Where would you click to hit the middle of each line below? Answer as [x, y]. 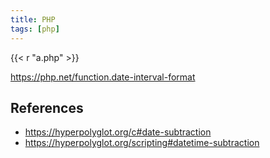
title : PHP [33, 19]
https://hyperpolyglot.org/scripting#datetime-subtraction [142, 143]
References [47, 107]
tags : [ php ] [35, 29]
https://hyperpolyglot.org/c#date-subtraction [118, 132]
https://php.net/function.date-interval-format [103, 77]
